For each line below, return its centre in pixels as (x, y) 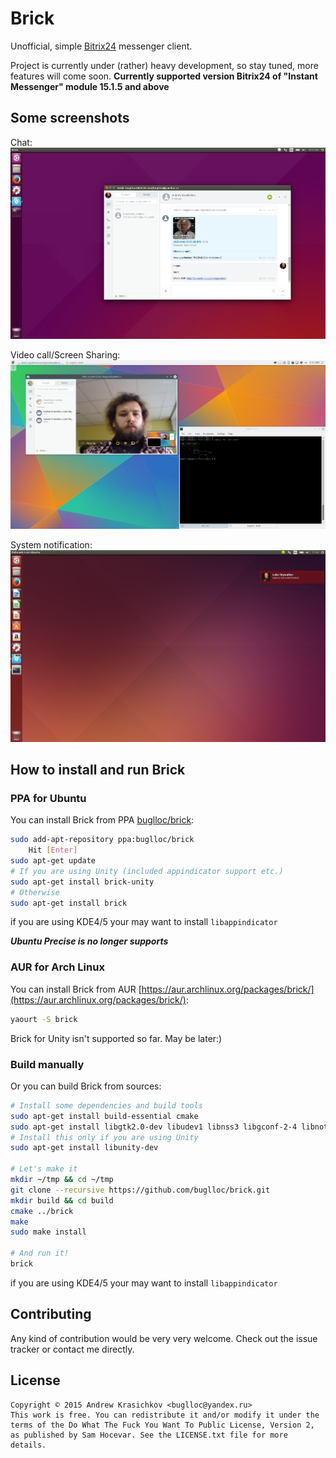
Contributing (51, 1314)
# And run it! (40, 1253)
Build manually (47, 1064)
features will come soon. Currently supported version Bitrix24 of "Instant (164, 76)
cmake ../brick (42, 1211)
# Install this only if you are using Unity (104, 1137)
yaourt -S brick (44, 1019)
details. (28, 1445)
